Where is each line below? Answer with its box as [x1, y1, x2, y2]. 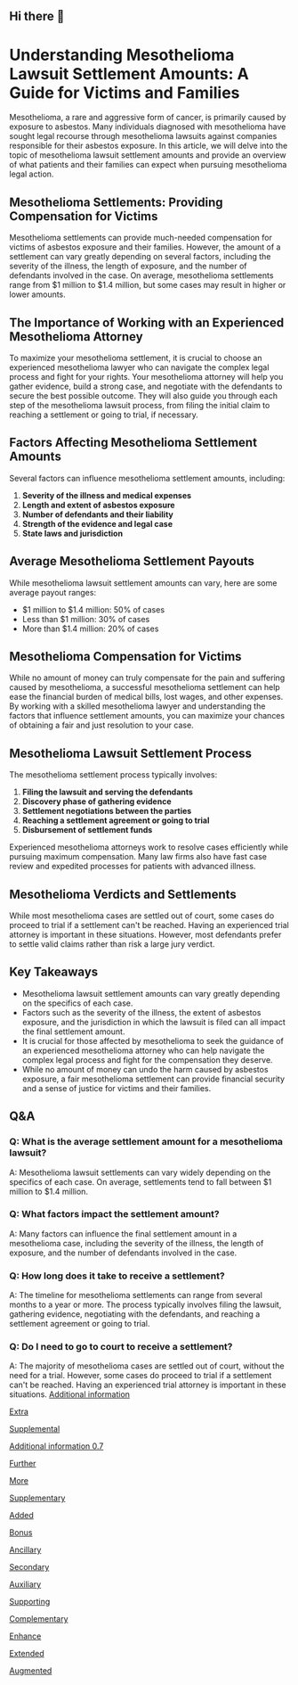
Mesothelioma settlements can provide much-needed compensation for [9, 233, 273, 243]
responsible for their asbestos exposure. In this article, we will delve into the [9, 140, 288, 152]
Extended [9, 1648, 44, 1659]
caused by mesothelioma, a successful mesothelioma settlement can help [9, 682, 280, 693]
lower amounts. [9, 289, 67, 300]
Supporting [9, 1597, 51, 1607]
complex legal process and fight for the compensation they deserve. [21, 1054, 273, 1065]
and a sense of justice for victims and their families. [21, 1082, 212, 1093]
